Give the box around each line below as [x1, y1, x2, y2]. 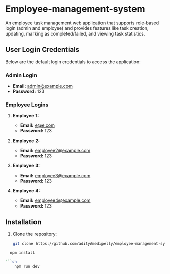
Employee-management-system [5, 3, 146, 15]
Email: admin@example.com [12, 83, 73, 89]
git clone [12, 241, 34, 246]
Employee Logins [5, 101, 49, 108]
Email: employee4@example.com [20, 197, 91, 203]
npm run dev [14, 264, 40, 269]
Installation [5, 218, 42, 226]
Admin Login [5, 72, 37, 79]
